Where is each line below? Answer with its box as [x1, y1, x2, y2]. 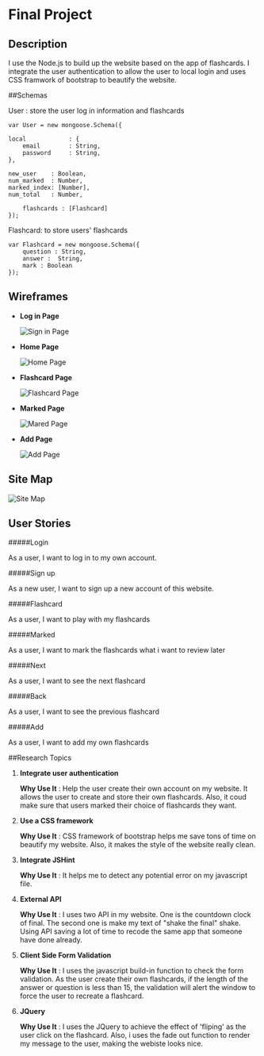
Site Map [8, 472, 53, 486]
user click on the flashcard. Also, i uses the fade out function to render [19, 1031, 251, 1040]
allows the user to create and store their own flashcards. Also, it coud [19, 792, 247, 802]
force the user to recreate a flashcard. [19, 991, 144, 1001]
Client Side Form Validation [19, 950, 112, 960]
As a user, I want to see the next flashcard [8, 676, 146, 686]
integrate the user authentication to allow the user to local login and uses [8, 67, 247, 76]
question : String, [22, 248, 87, 256]
